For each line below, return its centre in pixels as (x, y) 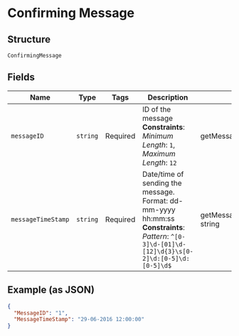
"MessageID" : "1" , (41, 313)
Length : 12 (159, 163)
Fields (21, 77)
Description (168, 97)
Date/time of (163, 174)
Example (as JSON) (51, 290)
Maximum (159, 153)
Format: (155, 200)
